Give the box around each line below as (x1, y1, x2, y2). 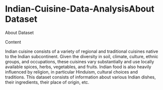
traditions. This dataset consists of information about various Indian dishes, (5, 74, 156, 80)
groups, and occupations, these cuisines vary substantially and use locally (5, 59, 154, 64)
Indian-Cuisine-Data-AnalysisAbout (5, 3, 155, 15)
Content (5, 39, 21, 45)
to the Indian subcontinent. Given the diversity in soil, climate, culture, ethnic (5, 53, 159, 59)
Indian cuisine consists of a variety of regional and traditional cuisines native (5, 48, 158, 54)
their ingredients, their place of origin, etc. (5, 79, 90, 85)
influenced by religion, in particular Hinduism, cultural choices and (5, 69, 138, 75)
